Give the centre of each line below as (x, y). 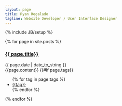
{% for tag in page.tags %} (39, 79)
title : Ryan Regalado (27, 14)
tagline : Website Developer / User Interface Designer (61, 18)
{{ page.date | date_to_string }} (36, 65)
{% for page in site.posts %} (33, 42)
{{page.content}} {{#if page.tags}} (39, 70)
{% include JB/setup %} (29, 32)
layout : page (18, 9)
